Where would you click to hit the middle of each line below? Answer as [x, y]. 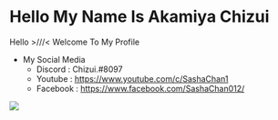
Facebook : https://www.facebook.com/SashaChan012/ [140, 88]
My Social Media [54, 59]
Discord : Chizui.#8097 [79, 69]
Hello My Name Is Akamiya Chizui [139, 17]
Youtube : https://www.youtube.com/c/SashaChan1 [132, 78]
